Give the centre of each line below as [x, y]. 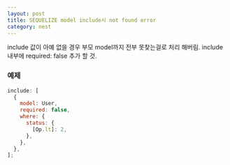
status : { [40, 123]
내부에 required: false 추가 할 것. [52, 56]
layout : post [26, 14]
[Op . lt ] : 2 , [50, 129]
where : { [33, 117]
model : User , [39, 104]
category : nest [29, 26]
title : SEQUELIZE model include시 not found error [82, 20]
